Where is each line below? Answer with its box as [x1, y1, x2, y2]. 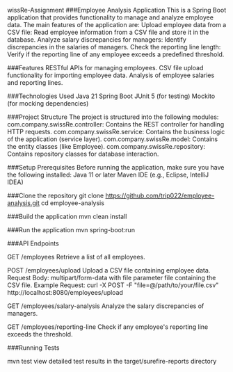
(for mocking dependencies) [7, 99, 89, 107]
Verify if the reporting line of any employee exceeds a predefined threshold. [7, 50, 225, 58]
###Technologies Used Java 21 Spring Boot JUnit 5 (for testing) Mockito [7, 92, 216, 100]
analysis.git [7, 199, 40, 207]
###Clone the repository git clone [7, 191, 104, 200]
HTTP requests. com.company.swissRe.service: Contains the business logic [7, 128, 225, 136]
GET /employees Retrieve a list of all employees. [7, 253, 145, 261]
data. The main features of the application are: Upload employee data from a [7, 21, 227, 29]
